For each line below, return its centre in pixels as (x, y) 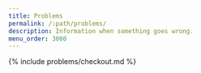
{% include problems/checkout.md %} (73, 62)
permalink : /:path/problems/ (58, 24)
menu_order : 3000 (38, 39)
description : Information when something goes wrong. (101, 31)
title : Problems (36, 16)
